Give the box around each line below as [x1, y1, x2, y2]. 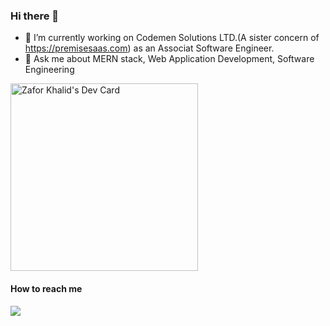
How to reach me [10, 282, 83, 294]
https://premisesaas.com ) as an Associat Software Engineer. [24, 42, 275, 54]
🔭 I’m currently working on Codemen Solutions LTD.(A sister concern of [24, 32, 320, 44]
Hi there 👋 [10, 9, 60, 23]
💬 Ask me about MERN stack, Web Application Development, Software [24, 53, 315, 65]
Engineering [24, 64, 75, 76]
